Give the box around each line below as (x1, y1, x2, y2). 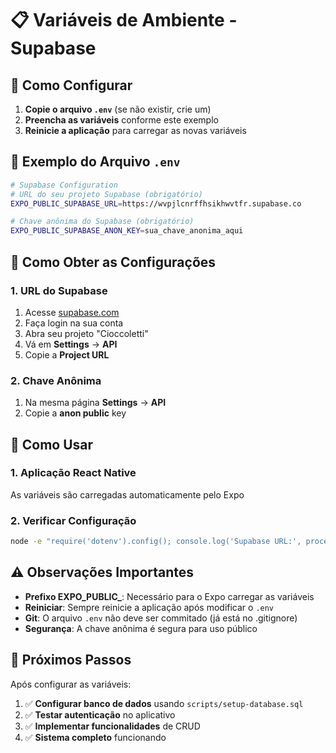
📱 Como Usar (10, 436, 94, 453)
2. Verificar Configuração (10, 513, 137, 527)
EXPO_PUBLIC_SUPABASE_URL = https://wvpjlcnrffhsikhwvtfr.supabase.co (10, 198, 302, 209)
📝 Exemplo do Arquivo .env (10, 153, 181, 171)
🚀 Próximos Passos (10, 652, 132, 669)
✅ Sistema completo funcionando (24, 731, 167, 743)
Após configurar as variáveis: (10, 678, 132, 690)
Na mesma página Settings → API (24, 397, 167, 409)
